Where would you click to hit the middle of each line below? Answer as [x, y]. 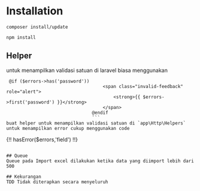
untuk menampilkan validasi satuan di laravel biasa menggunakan [87, 70]
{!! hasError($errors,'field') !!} [42, 140]
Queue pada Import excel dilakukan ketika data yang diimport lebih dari [100, 161]
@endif [100, 113]
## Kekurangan [24, 177]
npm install [21, 37]
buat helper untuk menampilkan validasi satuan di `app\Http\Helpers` [96, 123]
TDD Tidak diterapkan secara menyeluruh [57, 182]
